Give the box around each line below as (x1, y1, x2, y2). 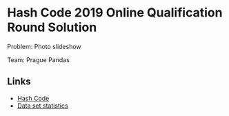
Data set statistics (17, 101, 68, 110)
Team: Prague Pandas (7, 55, 70, 64)
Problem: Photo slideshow (7, 42, 81, 50)
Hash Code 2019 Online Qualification (7, 5, 223, 21)
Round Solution (7, 19, 97, 35)
